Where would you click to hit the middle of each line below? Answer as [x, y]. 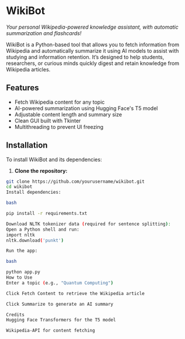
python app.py [23, 272]
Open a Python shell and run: [43, 230]
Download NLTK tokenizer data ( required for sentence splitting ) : [88, 224]
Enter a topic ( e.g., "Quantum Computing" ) [60, 283]
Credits [15, 314]
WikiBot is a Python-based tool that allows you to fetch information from [93, 44]
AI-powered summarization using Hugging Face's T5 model [86, 108]
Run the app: [22, 251]
